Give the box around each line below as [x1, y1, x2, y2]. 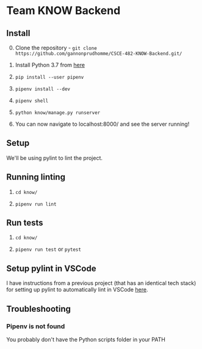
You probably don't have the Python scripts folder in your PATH [6, 336, 166, 343]
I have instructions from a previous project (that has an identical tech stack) [6, 279, 197, 287]
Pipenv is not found [6, 322, 65, 330]
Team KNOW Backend [6, 4, 121, 18]
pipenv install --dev [15, 86, 70, 92]
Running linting [6, 172, 66, 182]
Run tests [6, 218, 43, 228]
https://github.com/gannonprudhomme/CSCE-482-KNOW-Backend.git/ [15, 51, 182, 57]
